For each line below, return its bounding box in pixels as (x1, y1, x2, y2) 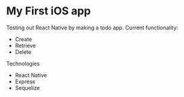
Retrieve (14, 42, 36, 49)
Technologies (6, 60, 40, 67)
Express (14, 78, 36, 85)
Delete (14, 48, 32, 55)
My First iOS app (6, 4, 91, 18)
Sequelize (14, 84, 40, 91)
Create (14, 35, 32, 43)
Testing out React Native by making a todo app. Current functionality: (6, 24, 179, 31)
